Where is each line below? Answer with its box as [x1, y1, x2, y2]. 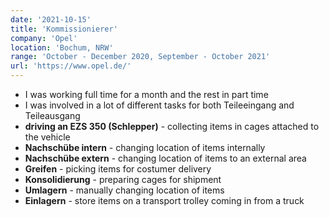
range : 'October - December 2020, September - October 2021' [10, 52, 271, 62]
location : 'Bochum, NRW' [10, 42, 114, 53]
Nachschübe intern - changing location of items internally [24, 142, 266, 153]
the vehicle [24, 131, 71, 143]
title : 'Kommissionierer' [10, 24, 118, 34]
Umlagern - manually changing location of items [24, 184, 225, 196]
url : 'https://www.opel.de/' [10, 61, 132, 71]
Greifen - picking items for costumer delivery [24, 163, 212, 175]
